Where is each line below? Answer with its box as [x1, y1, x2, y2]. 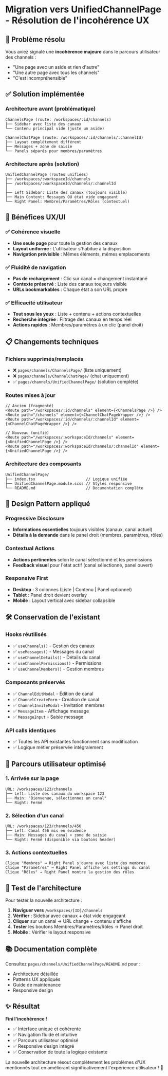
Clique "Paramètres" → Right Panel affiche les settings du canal [5, 865, 151, 870]
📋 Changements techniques [5, 337, 99, 346]
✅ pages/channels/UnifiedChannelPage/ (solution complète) [12, 378, 139, 385]
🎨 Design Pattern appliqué [5, 499, 90, 508]
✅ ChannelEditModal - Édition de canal [12, 690, 94, 697]
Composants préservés [5, 679, 65, 686]
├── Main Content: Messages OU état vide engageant [5, 194, 118, 199]
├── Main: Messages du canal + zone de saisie [5, 833, 107, 838]
